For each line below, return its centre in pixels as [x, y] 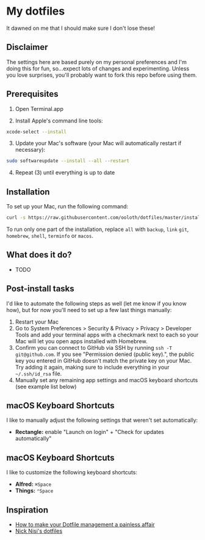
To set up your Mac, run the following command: [67, 207]
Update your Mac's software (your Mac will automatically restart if [98, 143]
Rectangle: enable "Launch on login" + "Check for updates [90, 432]
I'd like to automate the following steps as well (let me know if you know [97, 304]
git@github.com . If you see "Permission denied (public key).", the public [105, 354]
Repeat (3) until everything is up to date [65, 172]
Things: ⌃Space [34, 491]
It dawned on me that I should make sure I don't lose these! [81, 28]
